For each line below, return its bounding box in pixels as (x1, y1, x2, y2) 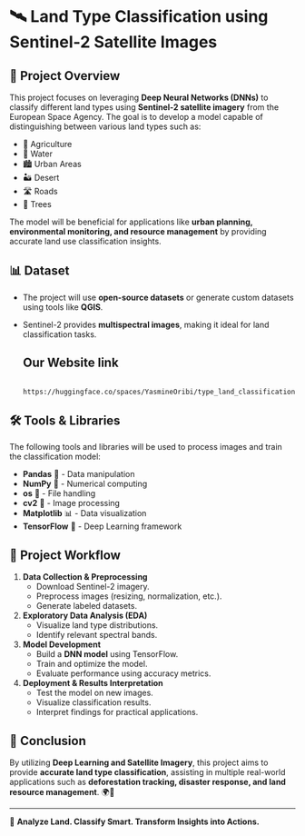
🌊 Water (22, 148, 53, 159)
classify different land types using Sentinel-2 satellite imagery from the (9, 102, 280, 113)
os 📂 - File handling (22, 488, 96, 499)
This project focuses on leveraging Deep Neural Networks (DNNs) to (9, 92, 269, 103)
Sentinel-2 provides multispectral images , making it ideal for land (22, 319, 270, 330)
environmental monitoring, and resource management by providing (9, 226, 267, 236)
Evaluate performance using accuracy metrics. (35, 668, 212, 679)
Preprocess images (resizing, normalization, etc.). (35, 591, 222, 602)
